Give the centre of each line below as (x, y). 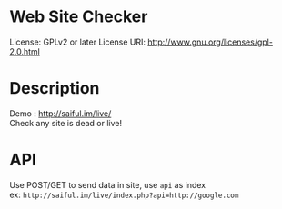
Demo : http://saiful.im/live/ (60, 113)
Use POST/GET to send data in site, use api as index (108, 184)
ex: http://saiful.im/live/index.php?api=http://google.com (124, 194)
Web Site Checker (79, 17)
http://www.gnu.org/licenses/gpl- (210, 42)
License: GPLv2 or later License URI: (78, 42)
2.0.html (25, 51)
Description (55, 89)
